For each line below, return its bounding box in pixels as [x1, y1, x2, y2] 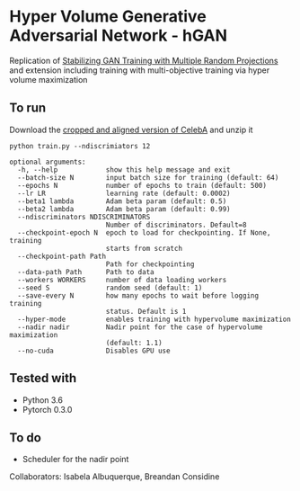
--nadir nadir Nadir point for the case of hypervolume [17, 322, 263, 332]
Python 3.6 [22, 394, 63, 406]
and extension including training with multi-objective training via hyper [9, 65, 270, 76]
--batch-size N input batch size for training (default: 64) [17, 173, 279, 182]
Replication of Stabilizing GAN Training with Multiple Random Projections [9, 55, 278, 66]
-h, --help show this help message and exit [17, 165, 231, 174]
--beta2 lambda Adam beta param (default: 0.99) [17, 204, 231, 213]
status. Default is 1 [105, 307, 187, 316]
